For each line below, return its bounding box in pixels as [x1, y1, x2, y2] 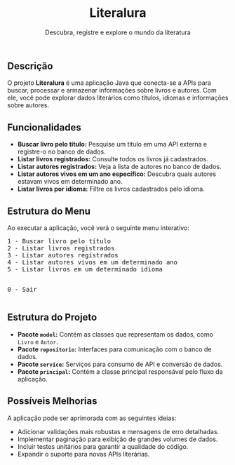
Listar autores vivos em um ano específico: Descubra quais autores [17, 170, 216, 178]
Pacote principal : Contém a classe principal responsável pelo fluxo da [17, 367, 223, 376]
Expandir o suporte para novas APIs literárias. [17, 450, 150, 458]
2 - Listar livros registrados [7, 244, 115, 252]
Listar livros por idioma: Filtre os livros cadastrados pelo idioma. [17, 184, 206, 194]
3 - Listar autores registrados [7, 251, 119, 259]
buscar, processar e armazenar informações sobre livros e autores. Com [7, 86, 217, 95]
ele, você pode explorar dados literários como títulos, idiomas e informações [7, 93, 229, 102]
